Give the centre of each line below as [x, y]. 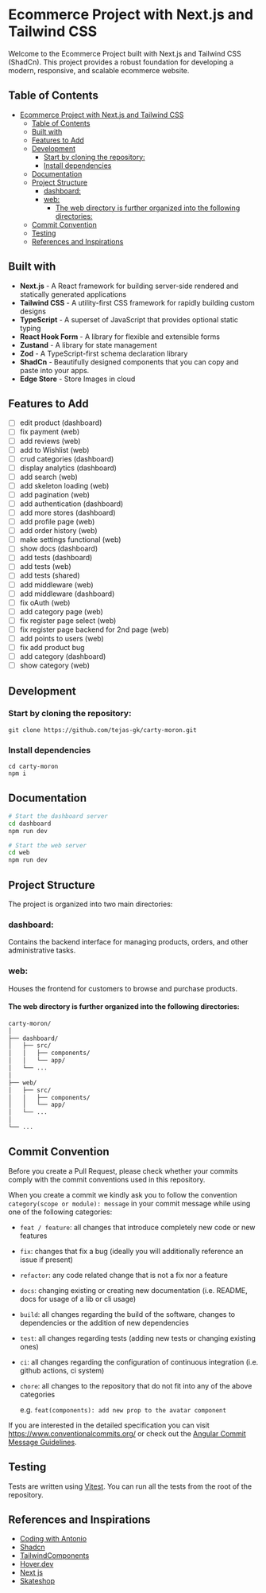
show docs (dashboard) [59, 549]
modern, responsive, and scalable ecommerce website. [99, 70]
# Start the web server [48, 845]
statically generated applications [73, 294]
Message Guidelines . [42, 1442]
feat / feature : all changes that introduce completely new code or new [137, 1227]
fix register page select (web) [68, 620]
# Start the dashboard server [58, 816]
